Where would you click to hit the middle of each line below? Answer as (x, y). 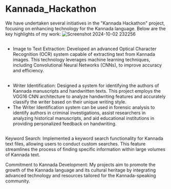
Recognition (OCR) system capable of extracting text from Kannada (84, 54)
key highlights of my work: (33, 34)
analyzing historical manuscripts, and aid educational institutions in (83, 118)
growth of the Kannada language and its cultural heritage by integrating (81, 170)
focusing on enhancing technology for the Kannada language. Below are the (85, 28)
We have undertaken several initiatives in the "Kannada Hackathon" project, (85, 23)
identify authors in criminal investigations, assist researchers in (79, 113)
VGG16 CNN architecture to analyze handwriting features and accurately (89, 96)
